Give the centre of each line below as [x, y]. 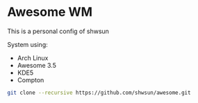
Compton [31, 79]
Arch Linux [33, 58]
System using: [27, 44]
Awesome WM [50, 12]
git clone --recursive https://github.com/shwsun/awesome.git [99, 93]
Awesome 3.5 [37, 65]
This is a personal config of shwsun [58, 31]
